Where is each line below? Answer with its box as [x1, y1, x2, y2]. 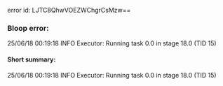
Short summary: [7, 55, 56, 64]
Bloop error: [7, 23, 49, 33]
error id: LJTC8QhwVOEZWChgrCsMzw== [7, 6, 131, 14]
